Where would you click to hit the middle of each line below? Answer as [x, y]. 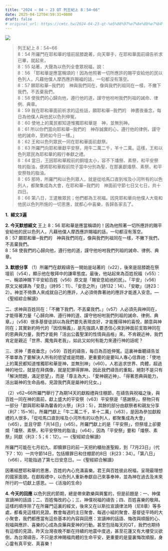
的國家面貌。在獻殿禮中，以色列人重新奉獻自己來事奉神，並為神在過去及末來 [84, 477]
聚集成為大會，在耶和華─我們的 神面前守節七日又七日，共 [95, 185]
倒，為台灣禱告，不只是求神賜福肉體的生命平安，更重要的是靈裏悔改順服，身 [84, 537]
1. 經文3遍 [16, 215]
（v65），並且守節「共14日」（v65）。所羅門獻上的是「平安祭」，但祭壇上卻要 [83, 424]
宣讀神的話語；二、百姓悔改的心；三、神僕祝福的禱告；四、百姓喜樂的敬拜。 [84, 500]
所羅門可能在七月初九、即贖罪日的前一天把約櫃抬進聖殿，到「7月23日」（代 [82, 447]
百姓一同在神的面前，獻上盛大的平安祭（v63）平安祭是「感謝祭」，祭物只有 [82, 399]
